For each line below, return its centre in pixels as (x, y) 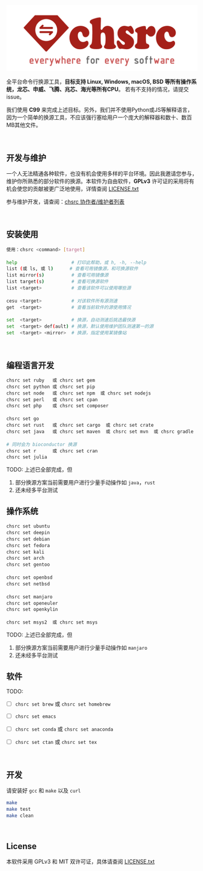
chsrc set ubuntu (28, 526)
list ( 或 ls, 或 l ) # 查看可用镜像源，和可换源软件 (72, 269)
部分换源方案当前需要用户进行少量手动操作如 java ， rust (85, 483)
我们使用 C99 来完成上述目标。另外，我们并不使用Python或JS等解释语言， (99, 110)
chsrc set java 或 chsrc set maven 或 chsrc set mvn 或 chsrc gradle (100, 432)
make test (19, 809)
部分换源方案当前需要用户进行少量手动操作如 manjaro (81, 648)
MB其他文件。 (24, 125)
